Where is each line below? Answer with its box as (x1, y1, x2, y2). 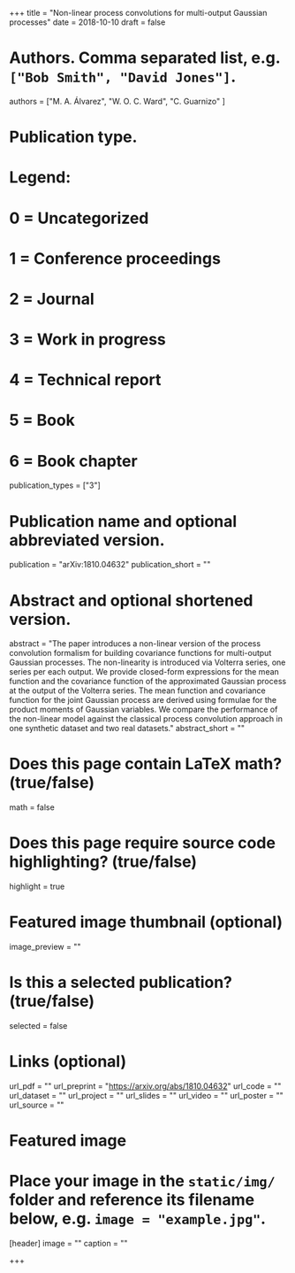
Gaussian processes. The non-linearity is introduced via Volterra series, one (9, 657, 286, 667)
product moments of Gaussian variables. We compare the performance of (9, 704, 278, 715)
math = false (9, 802, 55, 813)
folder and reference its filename (9, 1190, 254, 1210)
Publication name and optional (9, 511, 238, 531)
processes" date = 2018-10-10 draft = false (9, 17, 166, 27)
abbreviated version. (9, 530, 165, 550)
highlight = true (9, 881, 65, 892)
